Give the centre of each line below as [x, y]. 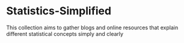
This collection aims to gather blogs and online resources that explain [92, 27]
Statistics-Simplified [59, 11]
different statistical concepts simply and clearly [65, 33]
